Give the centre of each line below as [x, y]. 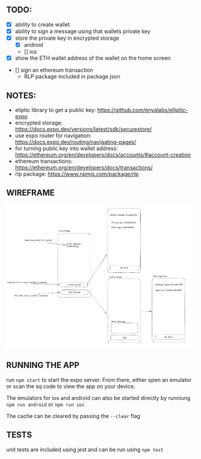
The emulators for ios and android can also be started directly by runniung [98, 398]
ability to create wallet [42, 24]
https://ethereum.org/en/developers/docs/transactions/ [84, 167]
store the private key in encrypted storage [67, 38]
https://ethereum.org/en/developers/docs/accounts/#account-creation [103, 155]
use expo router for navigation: [53, 136]
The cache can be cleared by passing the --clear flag [73, 416]
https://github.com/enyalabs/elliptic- [143, 110]
